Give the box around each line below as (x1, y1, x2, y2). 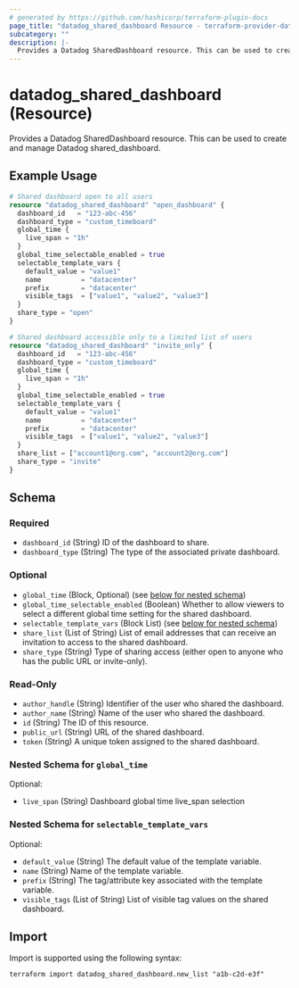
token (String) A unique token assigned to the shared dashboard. (21, 736, 260, 747)
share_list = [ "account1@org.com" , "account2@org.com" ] (17, 449, 229, 458)
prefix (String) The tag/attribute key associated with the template (21, 875, 263, 885)
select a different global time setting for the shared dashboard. (21, 608, 252, 619)
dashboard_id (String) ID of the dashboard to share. (21, 537, 210, 548)
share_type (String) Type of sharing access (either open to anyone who (21, 646, 284, 657)
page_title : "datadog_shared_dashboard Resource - (9, 21, 201, 30)
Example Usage (9, 169, 98, 184)
